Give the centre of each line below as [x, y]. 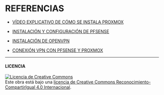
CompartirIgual [20, 87]
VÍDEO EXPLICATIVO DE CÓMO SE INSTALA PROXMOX [68, 22]
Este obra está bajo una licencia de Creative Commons [60, 82]
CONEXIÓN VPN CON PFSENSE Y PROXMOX [58, 50]
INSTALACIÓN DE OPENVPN [41, 41]
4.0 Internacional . [54, 87]
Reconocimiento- [134, 82]
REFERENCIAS [35, 9]
